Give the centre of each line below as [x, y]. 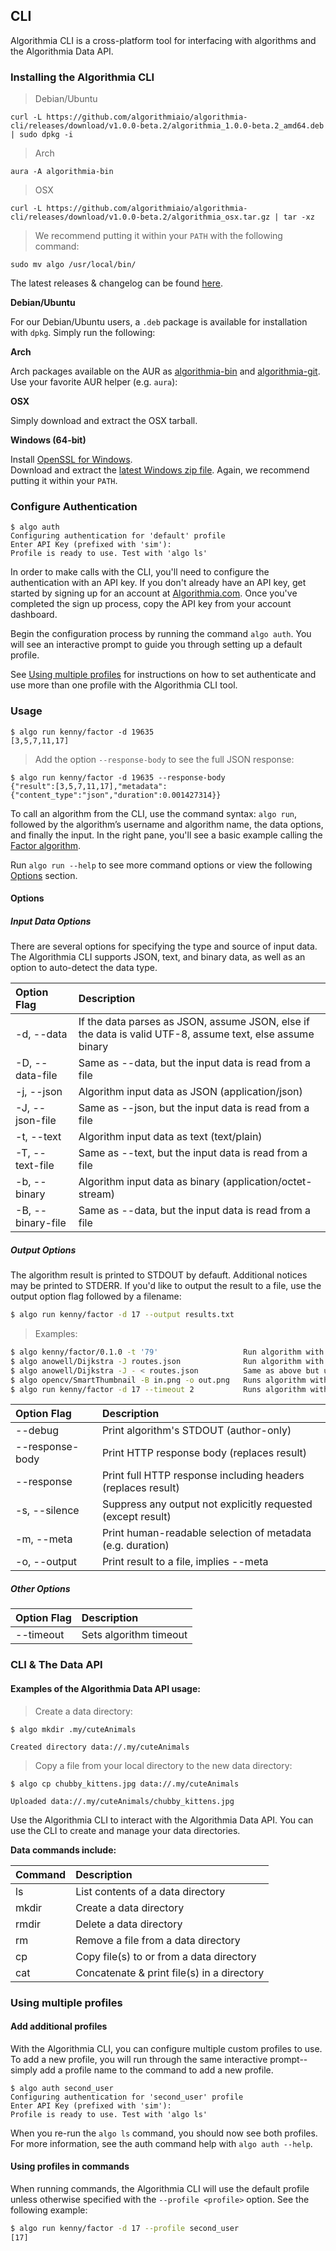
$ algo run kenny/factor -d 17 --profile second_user [125, 2228]
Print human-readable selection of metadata [206, 1533]
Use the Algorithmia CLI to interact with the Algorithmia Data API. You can [162, 1820]
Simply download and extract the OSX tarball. [104, 421]
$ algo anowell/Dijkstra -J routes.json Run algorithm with [167, 1361]
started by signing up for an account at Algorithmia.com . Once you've [154, 593]
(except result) [136, 1517]
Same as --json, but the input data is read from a [194, 1108]
